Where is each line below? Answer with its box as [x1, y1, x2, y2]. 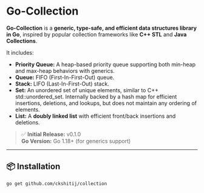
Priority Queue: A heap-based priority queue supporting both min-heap [15, 61, 196, 68]
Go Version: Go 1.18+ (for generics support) [21, 137, 131, 144]
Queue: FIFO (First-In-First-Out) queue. [15, 73, 115, 81]
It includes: [6, 49, 34, 56]
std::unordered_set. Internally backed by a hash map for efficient [15, 93, 177, 100]
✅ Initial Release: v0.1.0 [21, 130, 81, 138]
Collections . [6, 37, 38, 44]
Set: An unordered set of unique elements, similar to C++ [15, 86, 159, 93]
